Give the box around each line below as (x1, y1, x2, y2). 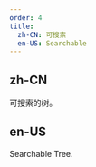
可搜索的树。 (9, 97, 57, 109)
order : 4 (9, 13, 43, 23)
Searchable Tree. (9, 148, 74, 159)
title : (9, 22, 34, 31)
